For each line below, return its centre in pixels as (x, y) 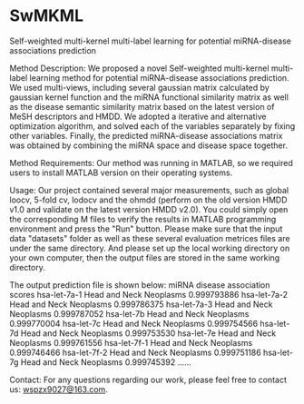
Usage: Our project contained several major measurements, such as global (149, 190)
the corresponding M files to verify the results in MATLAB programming (143, 219)
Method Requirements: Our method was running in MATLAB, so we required (151, 163)
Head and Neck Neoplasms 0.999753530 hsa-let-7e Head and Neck (148, 333)
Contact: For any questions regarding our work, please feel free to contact (148, 379)
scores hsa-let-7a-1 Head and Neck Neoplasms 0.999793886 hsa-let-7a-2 (149, 294)
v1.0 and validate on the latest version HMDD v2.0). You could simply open (149, 209)
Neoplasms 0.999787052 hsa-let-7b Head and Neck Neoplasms (129, 313)
